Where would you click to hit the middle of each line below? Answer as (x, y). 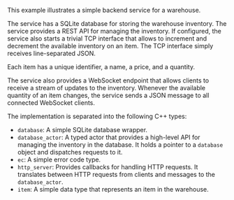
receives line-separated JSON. (52, 53)
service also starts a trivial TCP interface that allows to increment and (107, 38)
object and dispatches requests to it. (70, 152)
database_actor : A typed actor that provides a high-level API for (109, 137)
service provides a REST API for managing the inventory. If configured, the (114, 31)
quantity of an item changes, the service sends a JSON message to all (108, 95)
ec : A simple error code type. (59, 159)
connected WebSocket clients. (51, 103)
